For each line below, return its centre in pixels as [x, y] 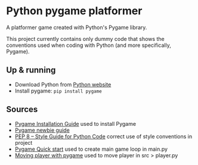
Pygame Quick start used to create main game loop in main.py [91, 149]
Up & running [31, 70]
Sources [22, 110]
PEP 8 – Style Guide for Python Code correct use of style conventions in [103, 136]
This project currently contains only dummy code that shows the [86, 39]
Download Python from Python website [63, 84]
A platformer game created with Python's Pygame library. [77, 27]
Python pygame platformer [74, 11]
